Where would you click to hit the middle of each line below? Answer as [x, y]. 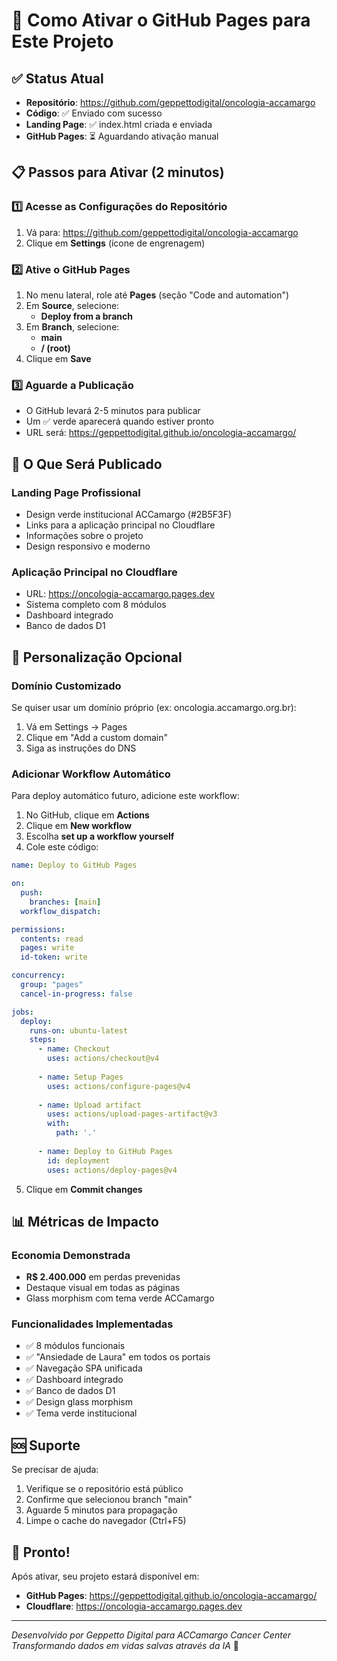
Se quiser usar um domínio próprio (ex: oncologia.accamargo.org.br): [154, 707]
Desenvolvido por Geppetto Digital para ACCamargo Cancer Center [151, 1635]
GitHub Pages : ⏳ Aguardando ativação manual [122, 136]
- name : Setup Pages [80, 1077]
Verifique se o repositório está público [104, 1489]
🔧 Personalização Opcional [97, 657]
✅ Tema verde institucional [81, 1413]
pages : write [47, 948]
